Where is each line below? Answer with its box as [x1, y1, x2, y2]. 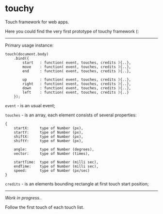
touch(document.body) [5, 51, 49, 56]
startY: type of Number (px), [14, 130, 83, 135]
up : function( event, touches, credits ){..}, [22, 77, 131, 82]
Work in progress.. [5, 195, 42, 200]
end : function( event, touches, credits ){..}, [22, 68, 131, 73]
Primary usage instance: [5, 42, 54, 48]
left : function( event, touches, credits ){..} [22, 90, 130, 95]
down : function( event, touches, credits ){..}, [22, 85, 131, 90]
